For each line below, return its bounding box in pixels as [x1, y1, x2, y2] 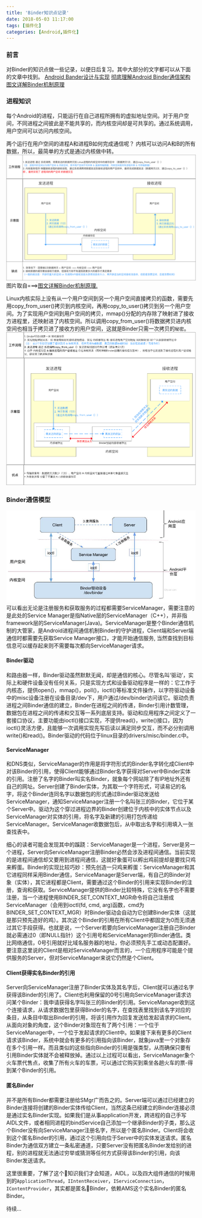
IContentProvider [6, 1185, 50, 1192]
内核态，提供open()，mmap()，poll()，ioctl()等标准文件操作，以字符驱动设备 [6, 687, 195, 694]
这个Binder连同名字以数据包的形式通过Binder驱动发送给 [22, 790, 160, 798]
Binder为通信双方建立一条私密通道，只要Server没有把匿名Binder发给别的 [6, 1141, 187, 1149]
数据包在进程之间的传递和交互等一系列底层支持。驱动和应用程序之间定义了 [6, 710, 191, 717]
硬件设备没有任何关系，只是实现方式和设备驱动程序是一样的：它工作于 [22, 679, 196, 687]
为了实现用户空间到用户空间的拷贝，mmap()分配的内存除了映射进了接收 [16, 310, 194, 317]
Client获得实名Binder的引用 [6, 969, 75, 976]
